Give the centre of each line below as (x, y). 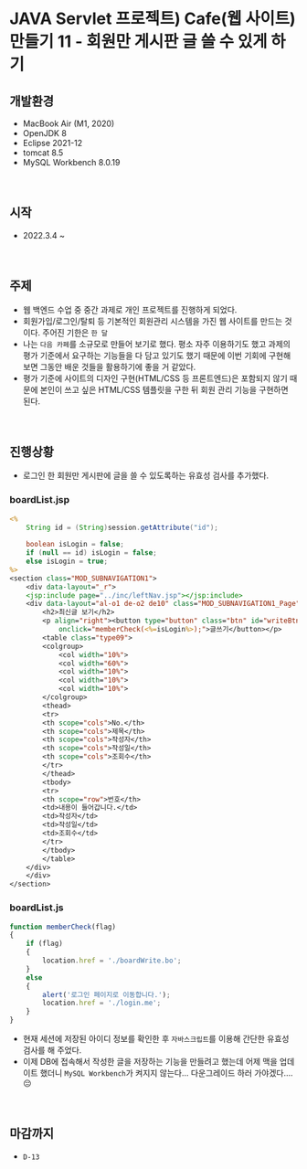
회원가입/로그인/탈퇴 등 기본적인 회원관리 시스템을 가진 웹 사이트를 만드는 (153, 321)
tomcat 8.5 (43, 153)
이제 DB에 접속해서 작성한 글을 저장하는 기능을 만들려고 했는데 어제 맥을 (150, 1062)
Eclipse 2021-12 (53, 143)
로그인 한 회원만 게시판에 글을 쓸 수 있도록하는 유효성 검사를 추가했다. (146, 475)
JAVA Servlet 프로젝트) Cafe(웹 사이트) (153, 19)
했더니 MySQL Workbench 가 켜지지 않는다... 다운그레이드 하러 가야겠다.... (167, 1073)
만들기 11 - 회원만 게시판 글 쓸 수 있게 (138, 42)
